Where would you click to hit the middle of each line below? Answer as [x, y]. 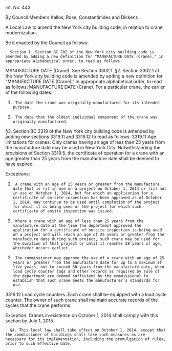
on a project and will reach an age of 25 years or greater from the [89, 235]
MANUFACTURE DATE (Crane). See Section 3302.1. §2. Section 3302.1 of [82, 71]
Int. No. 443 [18, 7]
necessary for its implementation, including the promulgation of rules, [86, 339]
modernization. [21, 33]
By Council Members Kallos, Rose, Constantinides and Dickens [72, 17]
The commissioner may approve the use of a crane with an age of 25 [90, 258]
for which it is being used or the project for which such [77, 207]
